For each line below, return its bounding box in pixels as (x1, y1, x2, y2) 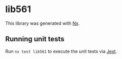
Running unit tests (5, 35, 65, 43)
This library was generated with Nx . (5, 20, 80, 26)
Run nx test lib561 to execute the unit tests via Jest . (5, 48, 117, 54)
